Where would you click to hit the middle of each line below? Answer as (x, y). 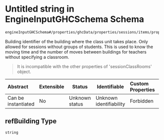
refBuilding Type (31, 121)
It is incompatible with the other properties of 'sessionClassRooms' (84, 66)
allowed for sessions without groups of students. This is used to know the (79, 47)
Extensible (51, 87)
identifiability (110, 104)
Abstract (18, 87)
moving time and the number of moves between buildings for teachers (76, 52)
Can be (16, 98)
